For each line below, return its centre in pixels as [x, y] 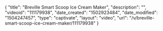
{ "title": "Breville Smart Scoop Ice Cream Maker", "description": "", [76, 7]
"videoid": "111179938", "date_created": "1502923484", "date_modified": [81, 12]
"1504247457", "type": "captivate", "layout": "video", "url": [67, 18]
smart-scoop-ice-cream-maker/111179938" [50, 23]
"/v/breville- [142, 18]
